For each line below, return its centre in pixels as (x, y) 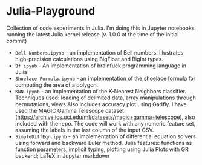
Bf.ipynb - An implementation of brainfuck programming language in (100, 66)
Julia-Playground (51, 11)
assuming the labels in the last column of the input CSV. (84, 130)
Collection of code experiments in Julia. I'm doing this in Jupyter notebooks (100, 28)
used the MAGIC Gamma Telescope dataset (70, 110)
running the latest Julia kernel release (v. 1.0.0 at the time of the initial (93, 34)
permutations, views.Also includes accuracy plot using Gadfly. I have (101, 104)
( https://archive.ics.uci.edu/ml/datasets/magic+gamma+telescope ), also (105, 117)
